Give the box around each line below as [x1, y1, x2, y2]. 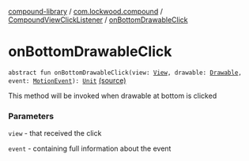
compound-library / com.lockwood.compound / [8, 7, 164, 16]
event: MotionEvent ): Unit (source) [8, 75, 126, 85]
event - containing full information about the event [8, 144, 172, 153]
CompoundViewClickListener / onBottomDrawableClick [8, 15, 188, 24]
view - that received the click [8, 129, 102, 138]
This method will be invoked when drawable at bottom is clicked [8, 91, 217, 100]
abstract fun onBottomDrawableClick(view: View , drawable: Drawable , [8, 69, 243, 77]
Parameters [8, 110, 54, 122]
